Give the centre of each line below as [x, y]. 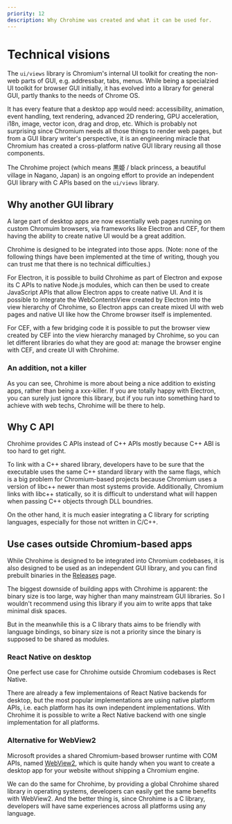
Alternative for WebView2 [52, 741]
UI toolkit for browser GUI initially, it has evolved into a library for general [111, 88]
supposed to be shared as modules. [58, 640]
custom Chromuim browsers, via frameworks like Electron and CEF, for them [116, 229]
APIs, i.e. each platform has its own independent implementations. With [109, 707]
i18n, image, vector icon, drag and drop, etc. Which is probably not [102, 124]
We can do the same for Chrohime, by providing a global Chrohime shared [113, 784]
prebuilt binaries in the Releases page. [62, 576]
